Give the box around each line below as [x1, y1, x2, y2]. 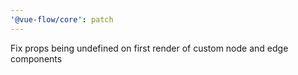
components [10, 52, 63, 65]
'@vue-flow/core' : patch [10, 14, 114, 25]
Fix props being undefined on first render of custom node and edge [10, 42, 289, 54]
